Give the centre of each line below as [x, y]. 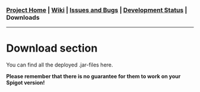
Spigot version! [26, 83]
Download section [52, 48]
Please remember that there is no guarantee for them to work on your [93, 77]
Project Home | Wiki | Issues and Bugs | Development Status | [97, 10]
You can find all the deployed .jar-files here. [60, 65]
